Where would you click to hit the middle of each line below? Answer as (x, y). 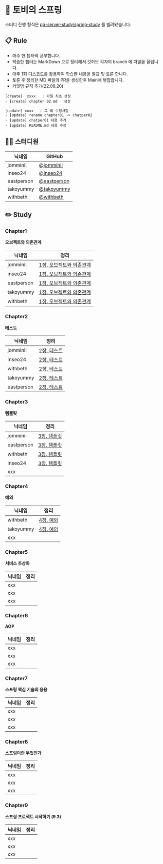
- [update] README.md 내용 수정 (36, 125)
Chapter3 (17, 402)
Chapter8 (17, 742)
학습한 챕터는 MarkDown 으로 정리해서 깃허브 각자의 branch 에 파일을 (79, 61)
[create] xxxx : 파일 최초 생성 (38, 96)
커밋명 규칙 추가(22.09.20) (38, 86)
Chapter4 (17, 486)
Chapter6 (17, 616)
